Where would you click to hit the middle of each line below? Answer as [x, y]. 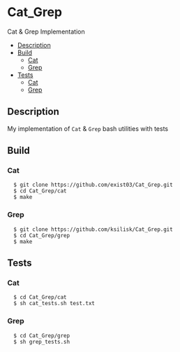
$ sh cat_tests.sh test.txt [54, 304]
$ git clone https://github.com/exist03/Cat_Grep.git [93, 185]
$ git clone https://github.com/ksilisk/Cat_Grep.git [93, 229]
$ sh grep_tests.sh [42, 342]
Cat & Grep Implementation [46, 31]
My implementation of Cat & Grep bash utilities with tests [88, 128]
